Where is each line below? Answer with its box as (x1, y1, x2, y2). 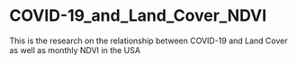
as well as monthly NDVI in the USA (9, 44, 141, 55)
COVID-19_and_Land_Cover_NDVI (9, 5, 267, 26)
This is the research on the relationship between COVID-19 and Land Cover (9, 35, 288, 46)
